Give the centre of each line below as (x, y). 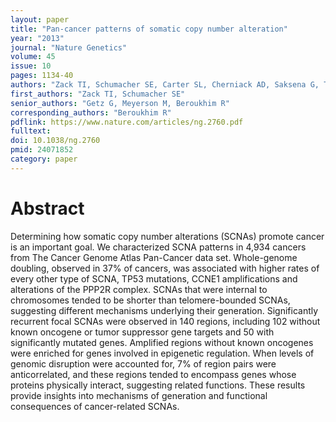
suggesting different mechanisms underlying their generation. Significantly (164, 310)
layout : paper (40, 19)
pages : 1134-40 (42, 76)
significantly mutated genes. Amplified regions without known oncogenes (162, 342)
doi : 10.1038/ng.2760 (55, 141)
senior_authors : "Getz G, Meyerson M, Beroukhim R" (120, 103)
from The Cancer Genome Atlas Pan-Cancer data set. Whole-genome (154, 257)
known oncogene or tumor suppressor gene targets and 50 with (142, 332)
